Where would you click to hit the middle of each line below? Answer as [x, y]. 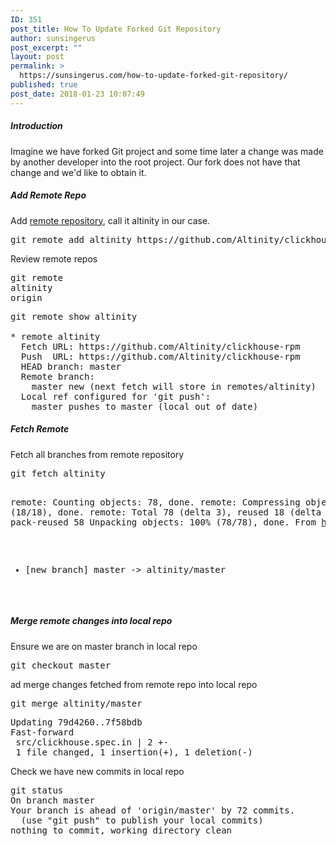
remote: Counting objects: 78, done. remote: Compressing [155, 502]
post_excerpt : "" [46, 47]
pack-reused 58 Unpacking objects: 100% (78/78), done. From [163, 522]
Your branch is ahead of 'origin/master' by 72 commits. [153, 810]
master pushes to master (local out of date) [145, 406]
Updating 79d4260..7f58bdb [76, 722]
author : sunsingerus [53, 38]
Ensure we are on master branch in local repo [104, 646]
